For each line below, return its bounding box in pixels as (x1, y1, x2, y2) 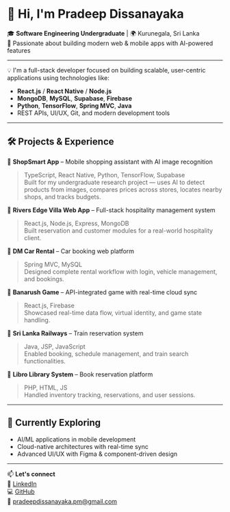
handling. (23, 316, 51, 324)
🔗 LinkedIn (7, 479, 37, 488)
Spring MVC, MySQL (23, 260, 83, 268)
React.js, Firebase (23, 301, 75, 309)
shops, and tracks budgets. (23, 192, 101, 201)
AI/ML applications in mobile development (16, 435, 136, 444)
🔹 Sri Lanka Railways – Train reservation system (7, 329, 144, 337)
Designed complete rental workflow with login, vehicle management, (23, 267, 218, 276)
